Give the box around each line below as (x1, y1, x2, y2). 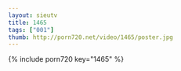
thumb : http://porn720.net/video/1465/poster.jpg (8, 33, 174, 41)
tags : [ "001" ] (8, 26, 55, 34)
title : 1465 (8, 19, 47, 27)
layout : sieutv (8, 11, 58, 20)
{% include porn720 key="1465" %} (8, 55, 124, 64)
